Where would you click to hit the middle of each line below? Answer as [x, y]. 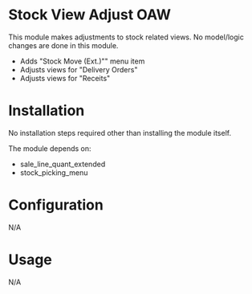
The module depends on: [50, 148]
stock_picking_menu [54, 172]
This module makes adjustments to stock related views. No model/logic [126, 37]
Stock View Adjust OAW [89, 15]
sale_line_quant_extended [63, 164]
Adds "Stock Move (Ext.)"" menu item [82, 61]
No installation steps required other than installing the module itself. [120, 133]
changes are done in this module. [63, 45]
